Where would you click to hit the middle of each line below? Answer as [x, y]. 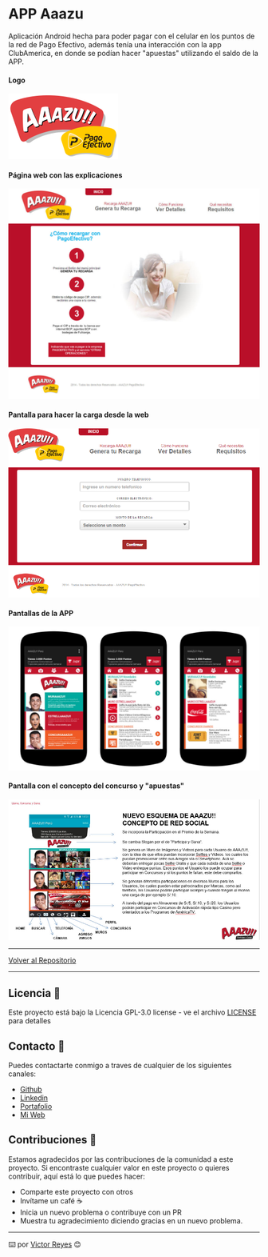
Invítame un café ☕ [51, 1200]
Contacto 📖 [37, 1046]
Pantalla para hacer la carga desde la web [79, 415]
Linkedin [34, 1098]
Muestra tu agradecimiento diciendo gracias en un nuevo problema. [131, 1220]
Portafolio [36, 1107]
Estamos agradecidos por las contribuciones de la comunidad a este [121, 1159]
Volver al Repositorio [42, 960]
